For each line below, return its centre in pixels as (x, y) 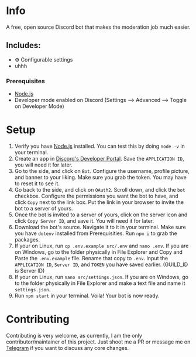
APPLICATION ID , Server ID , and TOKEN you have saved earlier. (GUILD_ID (101, 264)
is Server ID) (30, 270)
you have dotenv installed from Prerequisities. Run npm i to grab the (96, 233)
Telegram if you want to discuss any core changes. (68, 348)
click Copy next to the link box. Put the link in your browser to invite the (99, 202)
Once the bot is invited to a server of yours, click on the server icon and (101, 215)
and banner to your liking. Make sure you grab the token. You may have (101, 177)
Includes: (23, 45)
